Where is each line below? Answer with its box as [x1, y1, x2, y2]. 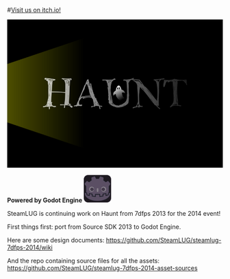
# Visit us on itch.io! [7, 6, 62, 14]
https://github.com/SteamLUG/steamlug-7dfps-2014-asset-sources [7, 264, 198, 272]
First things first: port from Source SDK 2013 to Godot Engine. [7, 223, 181, 231]
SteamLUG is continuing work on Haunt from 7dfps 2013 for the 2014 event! [7, 210, 221, 218]
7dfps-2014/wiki [7, 243, 53, 252]
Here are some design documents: [7, 236, 105, 245]
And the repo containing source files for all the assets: [7, 257, 159, 265]
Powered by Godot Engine [7, 196, 83, 205]
